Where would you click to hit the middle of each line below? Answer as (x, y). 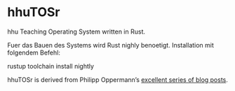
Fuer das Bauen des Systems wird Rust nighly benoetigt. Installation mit (110, 45)
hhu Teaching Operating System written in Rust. (76, 31)
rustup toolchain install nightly (51, 66)
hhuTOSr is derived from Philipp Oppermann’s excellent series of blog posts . (117, 79)
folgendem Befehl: (34, 52)
